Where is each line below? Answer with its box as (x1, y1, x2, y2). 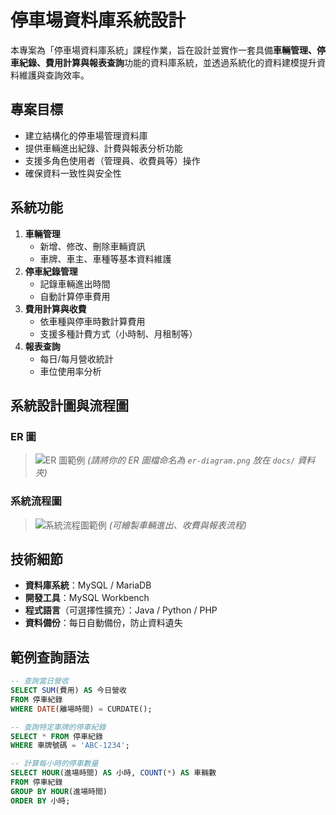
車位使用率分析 (39, 365, 102, 377)
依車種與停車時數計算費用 (39, 315, 146, 327)
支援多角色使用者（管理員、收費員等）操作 (24, 154, 201, 166)
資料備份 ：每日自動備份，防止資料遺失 (24, 617, 183, 629)
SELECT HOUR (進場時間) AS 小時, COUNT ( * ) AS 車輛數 (10, 768, 217, 778)
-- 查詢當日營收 (10, 676, 69, 686)
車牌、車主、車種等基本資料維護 (39, 252, 172, 265)
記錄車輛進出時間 (39, 277, 111, 290)
